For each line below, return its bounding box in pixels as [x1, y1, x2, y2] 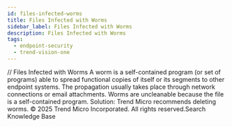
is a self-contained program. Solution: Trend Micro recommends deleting [7, 97, 217, 105]
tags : [7, 36, 23, 43]
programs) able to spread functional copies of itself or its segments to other [7, 75, 225, 83]
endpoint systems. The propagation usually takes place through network [7, 83, 216, 91]
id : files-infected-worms [7, 10, 82, 17]
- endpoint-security [13, 42, 73, 49]
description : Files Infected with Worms [7, 29, 127, 37]
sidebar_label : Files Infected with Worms [7, 23, 132, 30]
